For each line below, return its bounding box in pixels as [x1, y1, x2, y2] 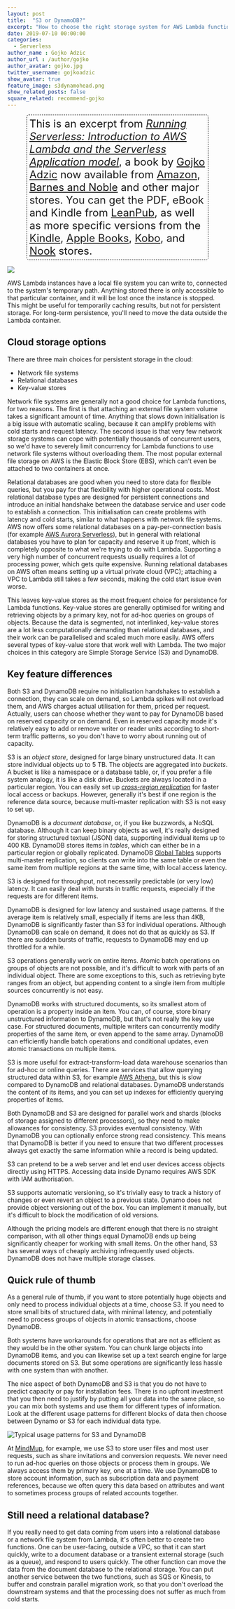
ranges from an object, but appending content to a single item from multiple [7, 978, 226, 987]
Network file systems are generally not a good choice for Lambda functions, [7, 397, 227, 406]
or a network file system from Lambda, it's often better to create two [7, 1535, 205, 1544]
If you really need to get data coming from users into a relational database [7, 1528, 220, 1537]
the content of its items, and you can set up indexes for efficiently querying [7, 1088, 224, 1096]
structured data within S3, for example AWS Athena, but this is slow [7, 1073, 201, 1081]
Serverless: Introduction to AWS [29, 130, 187, 143]
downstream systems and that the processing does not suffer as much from [7, 1587, 226, 1596]
